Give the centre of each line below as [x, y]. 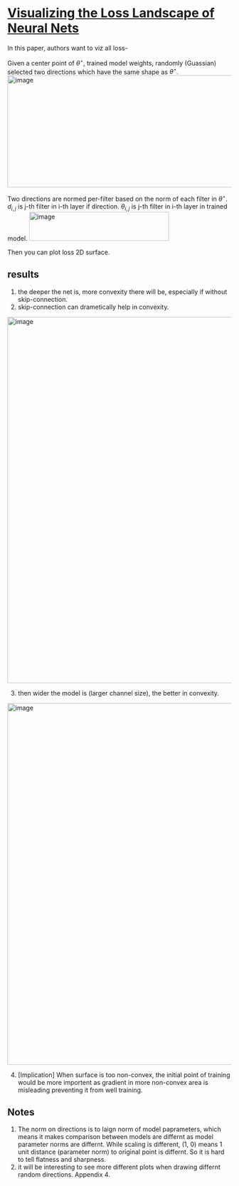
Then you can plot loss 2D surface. [59, 252]
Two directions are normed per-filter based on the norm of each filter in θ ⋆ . [117, 198]
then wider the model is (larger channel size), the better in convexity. [118, 693]
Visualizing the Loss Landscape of [111, 13]
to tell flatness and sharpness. [62, 1160]
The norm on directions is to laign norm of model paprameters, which [119, 1129]
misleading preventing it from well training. [80, 1090]
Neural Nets [43, 28]
